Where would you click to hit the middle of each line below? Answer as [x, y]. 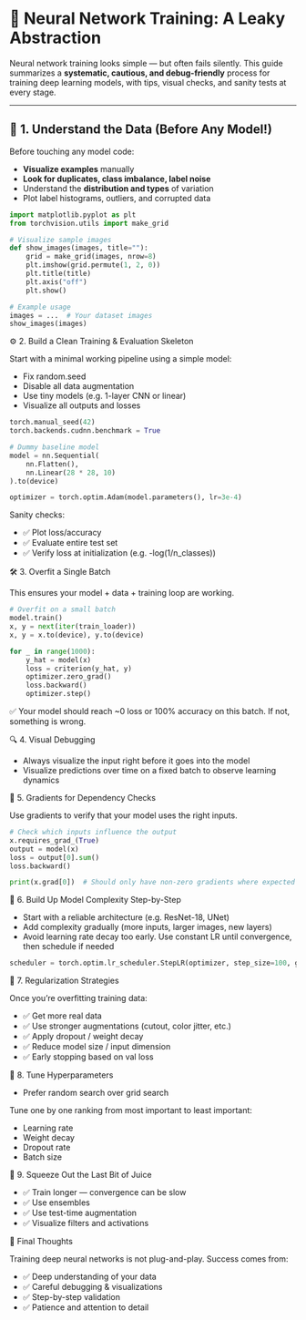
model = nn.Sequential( [55, 455]
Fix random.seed [54, 376]
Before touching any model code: [72, 151]
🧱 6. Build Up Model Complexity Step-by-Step [96, 900]
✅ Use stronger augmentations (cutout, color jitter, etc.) [127, 1026]
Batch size [42, 1157]
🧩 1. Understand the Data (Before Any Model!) [141, 130]
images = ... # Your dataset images [81, 315]
